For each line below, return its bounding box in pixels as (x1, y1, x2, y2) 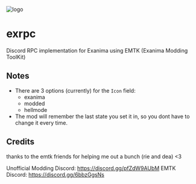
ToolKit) (6, 53, 26, 61)
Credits (6, 137, 35, 147)
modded (24, 100, 45, 107)
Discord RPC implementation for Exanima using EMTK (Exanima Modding (6, 47, 188, 54)
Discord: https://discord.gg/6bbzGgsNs (6, 171, 104, 178)
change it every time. (14, 119, 68, 126)
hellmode (24, 106, 48, 113)
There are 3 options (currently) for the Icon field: (14, 87, 136, 94)
